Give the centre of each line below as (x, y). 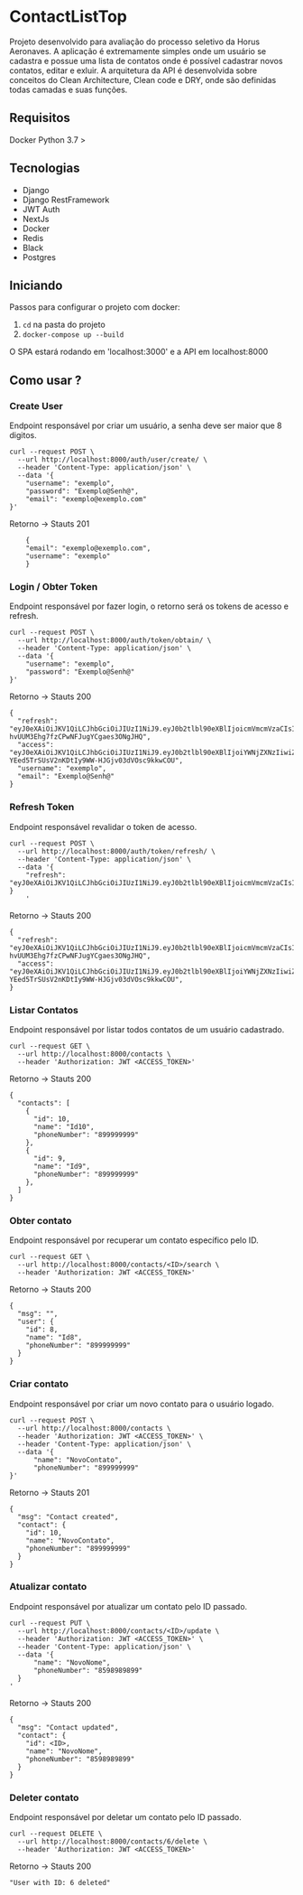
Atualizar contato (48, 1587)
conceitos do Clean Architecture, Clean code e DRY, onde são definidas (143, 79)
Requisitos (40, 118)
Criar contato (39, 1384)
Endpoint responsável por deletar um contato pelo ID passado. (125, 1817)
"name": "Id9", (62, 1166)
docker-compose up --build (73, 335)
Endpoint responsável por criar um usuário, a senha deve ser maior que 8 (146, 425)
